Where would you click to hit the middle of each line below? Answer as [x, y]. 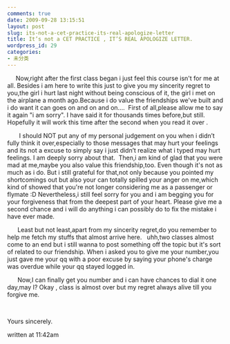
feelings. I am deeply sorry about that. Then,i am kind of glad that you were [115, 157]
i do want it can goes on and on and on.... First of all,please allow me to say [115, 107]
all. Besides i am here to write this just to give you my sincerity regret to [109, 85]
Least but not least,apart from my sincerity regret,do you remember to [117, 229]
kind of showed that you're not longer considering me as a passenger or [110, 187]
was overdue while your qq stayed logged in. [71, 266]
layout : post [26, 26]
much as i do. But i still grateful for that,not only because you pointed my [111, 172]
